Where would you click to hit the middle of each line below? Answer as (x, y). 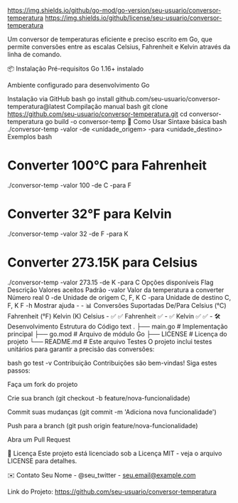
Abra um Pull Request (39, 439)
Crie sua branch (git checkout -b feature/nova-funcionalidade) (99, 398)
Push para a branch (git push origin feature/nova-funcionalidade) (103, 425)
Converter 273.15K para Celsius (102, 263)
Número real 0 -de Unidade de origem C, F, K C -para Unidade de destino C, (119, 297)
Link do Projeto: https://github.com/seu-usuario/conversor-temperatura (112, 492)
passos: (19, 370)
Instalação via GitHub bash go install (61, 99)
